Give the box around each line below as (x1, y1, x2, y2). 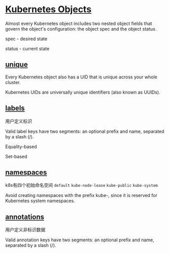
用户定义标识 (5, 118, 32, 124)
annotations (5, 212, 45, 221)
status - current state (5, 45, 50, 51)
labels (5, 104, 25, 113)
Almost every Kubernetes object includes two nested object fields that (5, 20, 152, 26)
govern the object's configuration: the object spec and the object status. (5, 25, 157, 32)
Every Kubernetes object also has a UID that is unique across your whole (5, 74, 157, 80)
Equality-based (5, 144, 37, 150)
